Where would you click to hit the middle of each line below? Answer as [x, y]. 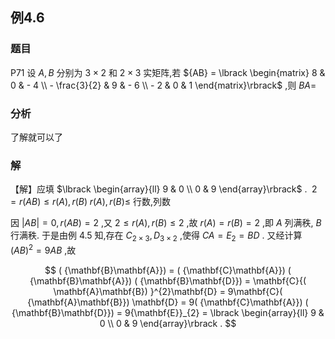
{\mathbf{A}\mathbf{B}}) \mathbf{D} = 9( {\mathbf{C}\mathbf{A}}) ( [168, 302]
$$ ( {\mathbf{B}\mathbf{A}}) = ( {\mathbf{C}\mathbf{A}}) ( [168, 270]
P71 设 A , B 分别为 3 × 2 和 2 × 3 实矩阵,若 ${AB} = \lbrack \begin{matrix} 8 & [168, 72]
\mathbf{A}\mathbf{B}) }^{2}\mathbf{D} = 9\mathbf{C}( [168, 291]
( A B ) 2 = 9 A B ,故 [43, 249]
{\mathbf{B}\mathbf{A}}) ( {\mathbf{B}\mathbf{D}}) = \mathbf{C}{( [168, 280]
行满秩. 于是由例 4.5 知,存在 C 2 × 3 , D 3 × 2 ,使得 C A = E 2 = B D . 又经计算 [156, 236]
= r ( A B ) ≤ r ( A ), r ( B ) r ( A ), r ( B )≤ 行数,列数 [91, 202]
